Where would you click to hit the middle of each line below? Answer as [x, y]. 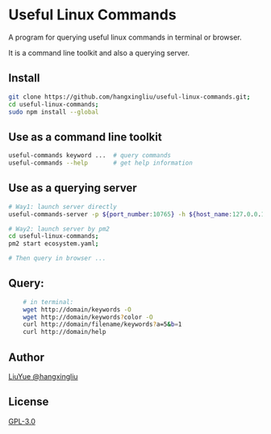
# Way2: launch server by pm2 [59, 229]
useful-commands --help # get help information [101, 163]
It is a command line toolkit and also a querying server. [99, 52]
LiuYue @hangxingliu [43, 376]
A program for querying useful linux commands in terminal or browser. [125, 37]
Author [26, 357]
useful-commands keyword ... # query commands [90, 156]
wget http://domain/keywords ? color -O [88, 317]
